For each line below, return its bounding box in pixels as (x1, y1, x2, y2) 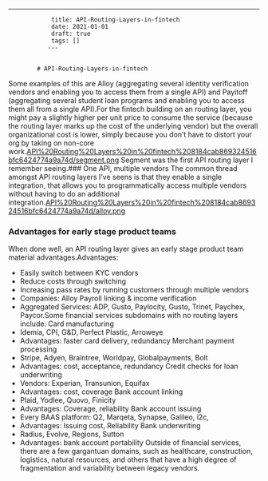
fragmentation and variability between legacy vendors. (19, 463, 200, 473)
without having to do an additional (8, 189, 120, 198)
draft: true (50, 30, 91, 38)
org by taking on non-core (8, 138, 95, 148)
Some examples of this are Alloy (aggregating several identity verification (8, 79, 250, 88)
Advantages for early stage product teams (8, 225, 177, 237)
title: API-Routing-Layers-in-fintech (50, 16, 180, 24)
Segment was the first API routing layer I (120, 155, 254, 165)
